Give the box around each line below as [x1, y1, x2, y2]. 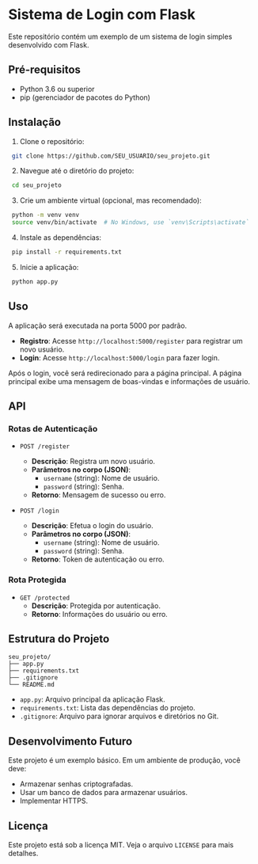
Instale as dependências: [19, 233, 101, 242]
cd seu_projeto [11, 181, 62, 189]
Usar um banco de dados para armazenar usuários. [19, 788, 188, 797]
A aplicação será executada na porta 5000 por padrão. [8, 321, 188, 330]
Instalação [8, 116, 62, 129]
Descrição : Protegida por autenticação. [31, 600, 161, 611]
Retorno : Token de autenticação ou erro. [31, 554, 165, 564]
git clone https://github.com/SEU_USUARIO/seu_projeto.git [11, 152, 211, 160]
